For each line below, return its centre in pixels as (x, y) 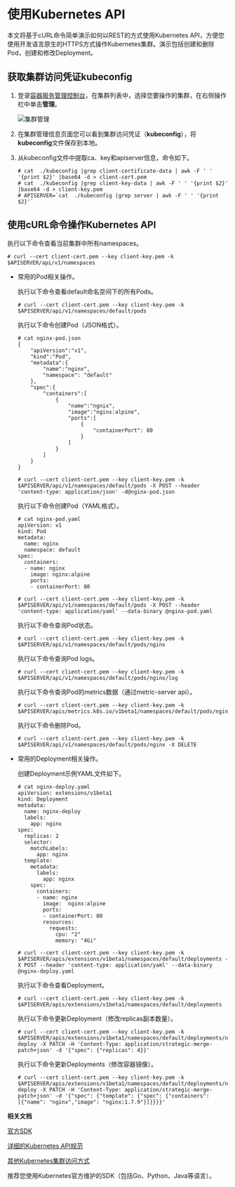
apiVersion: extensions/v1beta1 (65, 793)
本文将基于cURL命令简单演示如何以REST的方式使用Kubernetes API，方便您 (116, 35)
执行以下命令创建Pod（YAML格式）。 (70, 506)
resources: (59, 922)
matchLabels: (49, 848)
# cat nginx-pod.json (49, 338)
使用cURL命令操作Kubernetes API (82, 225)
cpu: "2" (68, 934)
